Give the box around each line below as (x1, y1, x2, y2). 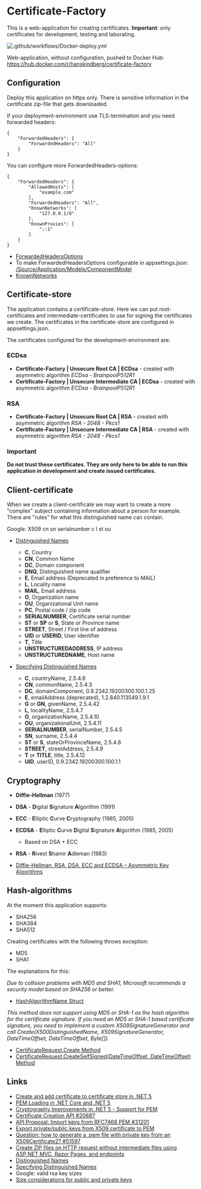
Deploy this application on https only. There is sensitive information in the (7, 94, 189, 101)
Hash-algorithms (7, 886, 72, 896)
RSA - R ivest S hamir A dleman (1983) (15, 850, 107, 857)
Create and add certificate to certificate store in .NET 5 (15, 1092, 152, 1100)
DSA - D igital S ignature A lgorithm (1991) (15, 804, 116, 811)
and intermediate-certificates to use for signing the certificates (36, 312, 192, 319)
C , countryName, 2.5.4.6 (24, 674, 86, 682)
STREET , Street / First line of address (24, 626, 117, 633)
